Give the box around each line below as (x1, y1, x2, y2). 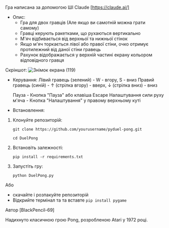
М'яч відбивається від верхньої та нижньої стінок (20, 35, 128, 42)
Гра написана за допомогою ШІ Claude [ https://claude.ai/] (5, 5, 130, 10)
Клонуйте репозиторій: (12, 117, 62, 123)
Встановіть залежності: (12, 144, 63, 150)
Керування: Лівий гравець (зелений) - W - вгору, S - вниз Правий (12, 77, 154, 83)
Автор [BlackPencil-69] (5, 207, 55, 213)
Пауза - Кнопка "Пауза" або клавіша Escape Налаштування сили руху (12, 92, 164, 98)
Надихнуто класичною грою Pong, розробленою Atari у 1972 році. (5, 217, 148, 222)
